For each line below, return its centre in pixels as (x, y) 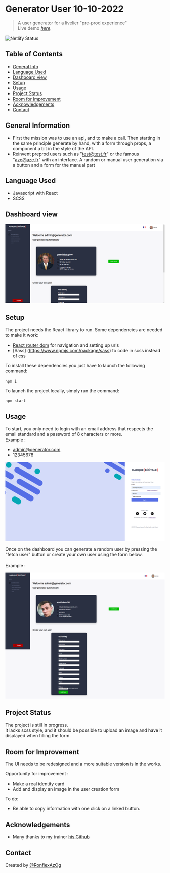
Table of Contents (34, 54)
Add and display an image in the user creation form (66, 789)
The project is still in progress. (37, 725)
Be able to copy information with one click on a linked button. (76, 809)
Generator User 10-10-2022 (65, 9)
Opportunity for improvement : (37, 774)
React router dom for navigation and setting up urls (66, 345)
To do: (12, 799)
